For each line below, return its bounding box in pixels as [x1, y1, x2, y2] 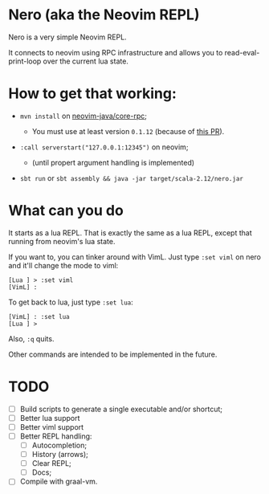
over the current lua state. [43, 56, 128, 66]
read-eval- [224, 47, 260, 57]
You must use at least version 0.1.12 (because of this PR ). [31, 126, 225, 136]
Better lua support [19, 413, 80, 423]
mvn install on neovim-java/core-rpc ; [19, 111, 147, 120]
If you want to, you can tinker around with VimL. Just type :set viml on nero [8, 251, 262, 262]
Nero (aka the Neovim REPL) [8, 6, 200, 24]
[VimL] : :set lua [8, 312, 70, 320]
